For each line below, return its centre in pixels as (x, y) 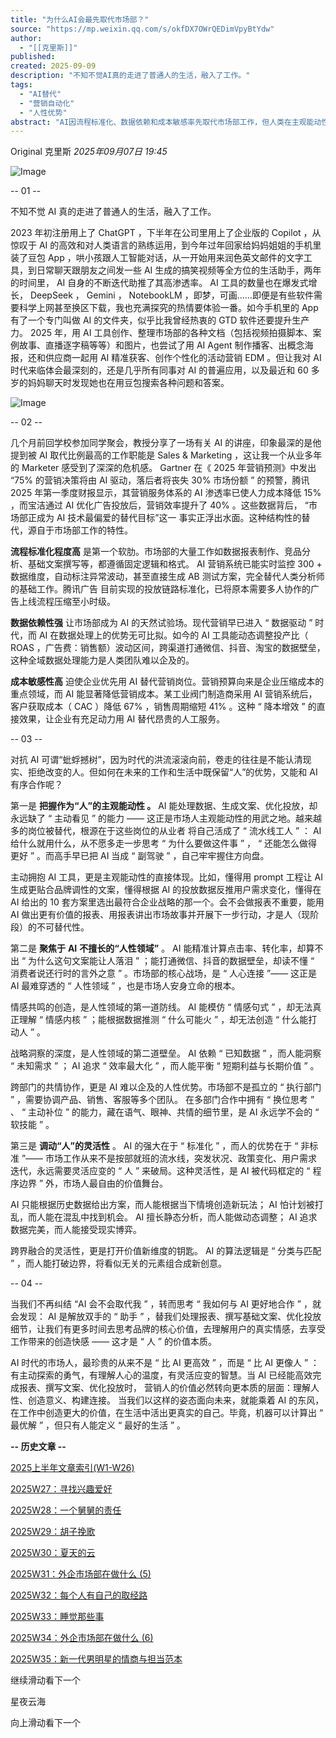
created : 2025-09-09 (53, 66)
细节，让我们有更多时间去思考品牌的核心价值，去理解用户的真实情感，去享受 (168, 1329)
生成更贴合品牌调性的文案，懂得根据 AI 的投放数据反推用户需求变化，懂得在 (166, 890)
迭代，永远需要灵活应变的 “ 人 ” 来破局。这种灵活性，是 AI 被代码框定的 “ (160, 1171)
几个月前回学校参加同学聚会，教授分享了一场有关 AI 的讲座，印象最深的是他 (166, 443)
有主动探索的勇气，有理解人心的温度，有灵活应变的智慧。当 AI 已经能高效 (161, 1375)
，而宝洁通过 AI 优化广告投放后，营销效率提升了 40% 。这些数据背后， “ (159, 505)
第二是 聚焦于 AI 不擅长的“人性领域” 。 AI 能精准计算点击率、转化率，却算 (162, 948)
